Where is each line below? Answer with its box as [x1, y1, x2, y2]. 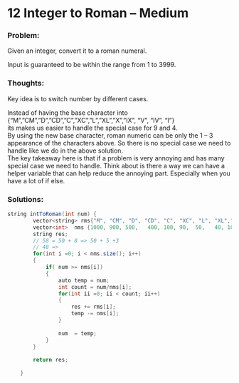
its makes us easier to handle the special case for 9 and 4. [7, 123, 178, 132]
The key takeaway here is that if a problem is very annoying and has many [7, 153, 225, 162]
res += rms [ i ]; [70, 303, 116, 311]
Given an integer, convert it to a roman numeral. [7, 46, 147, 55]
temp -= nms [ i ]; [70, 310, 119, 317]
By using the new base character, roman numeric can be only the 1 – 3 [7, 131, 213, 140]
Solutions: [7, 194, 44, 204]
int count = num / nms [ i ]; [58, 283, 132, 290]
